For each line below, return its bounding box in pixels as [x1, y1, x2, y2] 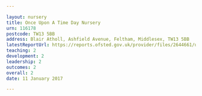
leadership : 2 [6, 58, 42, 65]
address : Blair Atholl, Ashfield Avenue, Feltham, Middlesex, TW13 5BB [6, 37, 189, 43]
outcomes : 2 [6, 64, 36, 70]
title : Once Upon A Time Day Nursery [6, 19, 101, 26]
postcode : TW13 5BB [6, 31, 55, 37]
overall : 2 [6, 70, 34, 76]
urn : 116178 [6, 25, 36, 31]
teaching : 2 [6, 47, 36, 54]
